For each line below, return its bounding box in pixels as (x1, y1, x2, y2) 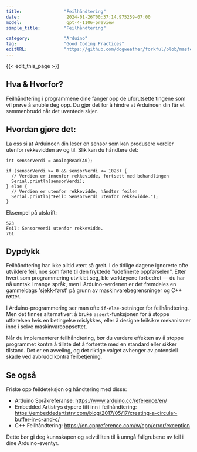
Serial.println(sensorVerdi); (11, 178, 85, 184)
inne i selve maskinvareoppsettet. (6, 323, 87, 330)
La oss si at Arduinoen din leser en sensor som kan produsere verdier (6, 140, 174, 147)
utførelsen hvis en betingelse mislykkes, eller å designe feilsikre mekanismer (6, 317, 191, 324)
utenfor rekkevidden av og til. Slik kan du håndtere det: (6, 146, 139, 153)
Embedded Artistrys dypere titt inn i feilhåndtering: (14, 403, 137, 410)
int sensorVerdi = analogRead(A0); (6, 158, 93, 164)
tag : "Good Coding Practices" (6, 41, 125, 47)
